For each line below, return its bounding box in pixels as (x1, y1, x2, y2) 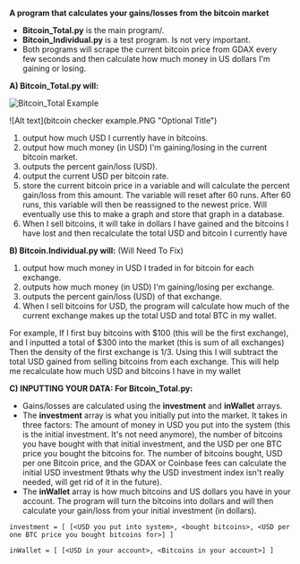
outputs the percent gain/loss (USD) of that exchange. (21, 291, 222, 301)
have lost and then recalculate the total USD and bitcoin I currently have (21, 228, 288, 239)
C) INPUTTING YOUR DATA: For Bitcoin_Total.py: (9, 383, 193, 394)
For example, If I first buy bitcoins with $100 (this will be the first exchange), (9, 327, 289, 338)
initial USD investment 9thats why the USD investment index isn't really (21, 467, 285, 478)
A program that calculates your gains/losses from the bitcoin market (9, 8, 270, 18)
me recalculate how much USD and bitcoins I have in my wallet (9, 366, 242, 376)
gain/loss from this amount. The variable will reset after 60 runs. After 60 (21, 190, 291, 200)
